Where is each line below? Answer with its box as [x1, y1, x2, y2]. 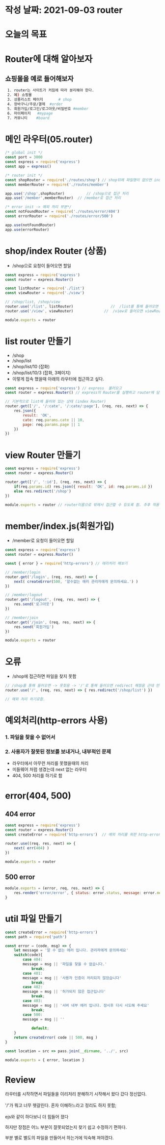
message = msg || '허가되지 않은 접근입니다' [23, 989, 106, 994]
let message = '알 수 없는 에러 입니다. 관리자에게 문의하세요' [14, 948, 129, 953]
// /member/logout [5, 593, 43, 598]
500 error [5, 873, 35, 881]
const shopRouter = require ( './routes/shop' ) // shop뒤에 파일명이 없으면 [5, 177, 152, 183]
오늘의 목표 [5, 29, 47, 40]
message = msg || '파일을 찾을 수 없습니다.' [23, 962, 107, 967]
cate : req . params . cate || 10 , [23, 418, 84, 422]
